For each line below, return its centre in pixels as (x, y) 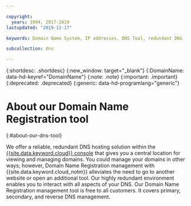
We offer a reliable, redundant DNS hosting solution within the (81, 147)
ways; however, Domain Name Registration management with (80, 166)
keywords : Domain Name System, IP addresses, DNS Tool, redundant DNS (94, 38)
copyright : (19, 16)
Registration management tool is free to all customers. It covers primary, (93, 191)
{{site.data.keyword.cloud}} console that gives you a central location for (93, 153)
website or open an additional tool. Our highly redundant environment (90, 178)
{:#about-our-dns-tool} (34, 136)
